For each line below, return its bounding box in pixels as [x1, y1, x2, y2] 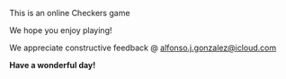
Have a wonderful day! [9, 60, 96, 70]
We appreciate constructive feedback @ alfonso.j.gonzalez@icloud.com [9, 42, 277, 53]
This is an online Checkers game [9, 8, 130, 18]
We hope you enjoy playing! [9, 25, 112, 35]
